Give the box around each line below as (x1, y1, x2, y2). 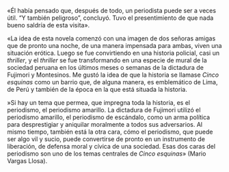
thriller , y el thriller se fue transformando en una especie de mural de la (7, 56, 207, 64)
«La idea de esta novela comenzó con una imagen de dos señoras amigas (7, 34, 216, 42)
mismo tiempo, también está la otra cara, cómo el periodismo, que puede (7, 127, 213, 136)
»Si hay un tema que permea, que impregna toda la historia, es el (7, 99, 190, 106)
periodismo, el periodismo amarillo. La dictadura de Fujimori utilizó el (7, 106, 201, 114)
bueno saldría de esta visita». (7, 21, 90, 29)
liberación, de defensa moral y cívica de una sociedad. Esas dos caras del (7, 143, 216, 150)
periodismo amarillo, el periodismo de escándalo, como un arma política (7, 113, 211, 121)
